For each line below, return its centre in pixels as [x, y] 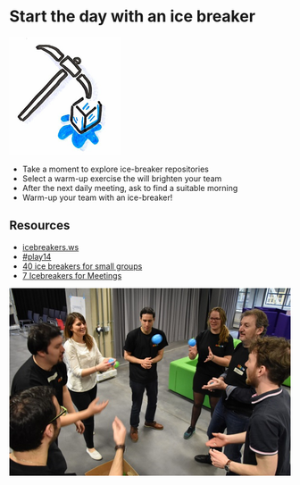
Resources [40, 226]
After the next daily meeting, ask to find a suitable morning [130, 188]
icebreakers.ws [50, 247]
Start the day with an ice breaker [133, 17]
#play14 [37, 256]
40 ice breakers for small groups [82, 266]
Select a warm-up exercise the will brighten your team [122, 178]
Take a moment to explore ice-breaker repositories [116, 169]
